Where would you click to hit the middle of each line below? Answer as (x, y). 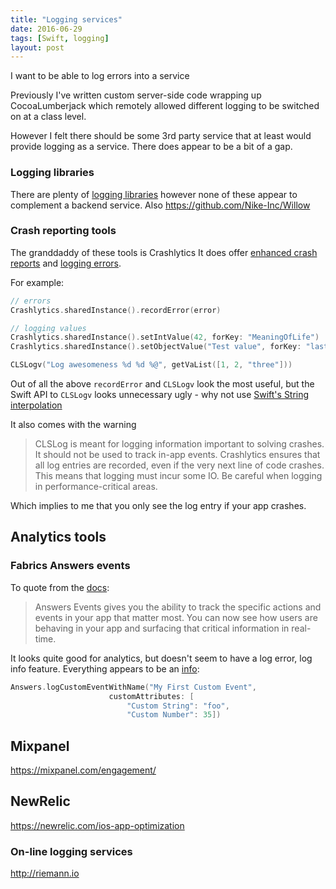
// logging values (48, 328)
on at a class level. (48, 117)
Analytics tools (58, 537)
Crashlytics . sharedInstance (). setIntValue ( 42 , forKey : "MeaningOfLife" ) (165, 337)
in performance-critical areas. (96, 487)
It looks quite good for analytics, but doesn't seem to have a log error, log (161, 658)
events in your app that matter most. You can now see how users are (176, 617)
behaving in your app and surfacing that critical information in (162, 628)
